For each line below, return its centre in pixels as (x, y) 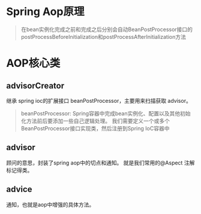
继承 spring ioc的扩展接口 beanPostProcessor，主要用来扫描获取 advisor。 (99, 100)
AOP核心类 (33, 63)
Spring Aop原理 (45, 12)
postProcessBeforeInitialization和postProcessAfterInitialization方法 (103, 36)
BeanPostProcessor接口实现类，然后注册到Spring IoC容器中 (95, 128)
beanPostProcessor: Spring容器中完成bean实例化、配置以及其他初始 (106, 113)
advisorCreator (35, 86)
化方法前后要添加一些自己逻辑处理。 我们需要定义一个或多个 (95, 121)
